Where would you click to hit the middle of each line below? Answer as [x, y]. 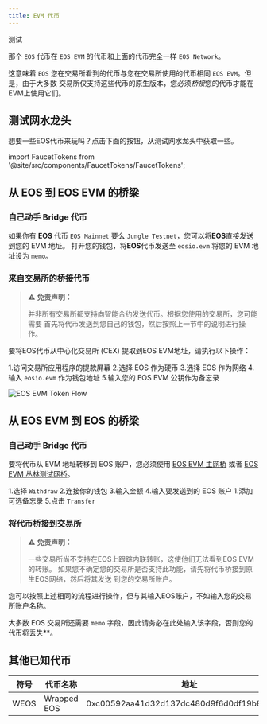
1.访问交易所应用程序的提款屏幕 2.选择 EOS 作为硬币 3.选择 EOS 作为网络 [127, 368]
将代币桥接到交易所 [45, 524]
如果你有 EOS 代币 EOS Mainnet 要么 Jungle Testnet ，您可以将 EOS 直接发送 [131, 236]
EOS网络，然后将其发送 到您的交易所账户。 [105, 579]
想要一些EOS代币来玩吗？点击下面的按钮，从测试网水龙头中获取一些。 [123, 141]
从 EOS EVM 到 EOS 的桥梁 [74, 420]
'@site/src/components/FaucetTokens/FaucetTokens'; [97, 165]
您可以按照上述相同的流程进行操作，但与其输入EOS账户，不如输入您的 [123, 596]
